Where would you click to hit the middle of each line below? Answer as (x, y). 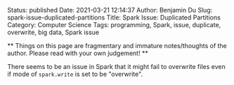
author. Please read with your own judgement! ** (78, 53)
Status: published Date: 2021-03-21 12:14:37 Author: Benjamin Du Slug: (110, 10)
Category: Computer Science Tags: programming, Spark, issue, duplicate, (114, 25)
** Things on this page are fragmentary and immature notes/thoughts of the (117, 46)
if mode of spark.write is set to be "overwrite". (75, 74)
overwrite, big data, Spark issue (53, 32)
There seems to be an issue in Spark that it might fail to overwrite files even (117, 67)
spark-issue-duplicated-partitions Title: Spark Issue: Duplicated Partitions (114, 17)
